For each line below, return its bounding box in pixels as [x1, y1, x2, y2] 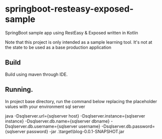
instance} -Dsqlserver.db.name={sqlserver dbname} [5, 118, 110, 124]
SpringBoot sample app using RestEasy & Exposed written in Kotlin [5, 30, 138, 35]
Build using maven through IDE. [5, 71, 68, 77]
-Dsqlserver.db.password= [101, 123, 155, 129]
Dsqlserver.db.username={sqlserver [5, 123, 78, 129]
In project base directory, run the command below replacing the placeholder [5, 98, 157, 104]
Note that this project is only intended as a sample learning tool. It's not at [5, 39, 153, 45]
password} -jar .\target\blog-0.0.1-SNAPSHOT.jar [26, 128, 125, 134]
